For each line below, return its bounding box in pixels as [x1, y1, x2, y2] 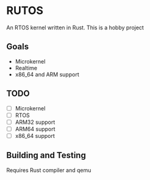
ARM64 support [15, 125, 56, 132]
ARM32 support [15, 118, 55, 126]
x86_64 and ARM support [15, 71, 79, 78]
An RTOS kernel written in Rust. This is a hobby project [6, 24, 145, 31]
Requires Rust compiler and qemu [6, 166, 91, 174]
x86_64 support [15, 132, 55, 139]
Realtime [15, 64, 38, 71]
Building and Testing [6, 150, 87, 160]
